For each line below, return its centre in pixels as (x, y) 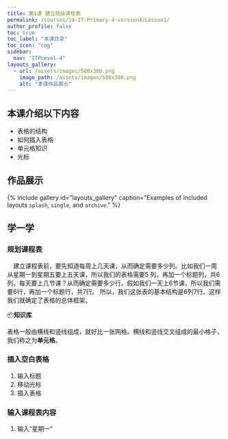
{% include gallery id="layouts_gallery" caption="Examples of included (107, 197)
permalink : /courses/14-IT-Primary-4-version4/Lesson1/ (88, 20)
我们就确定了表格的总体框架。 (49, 300)
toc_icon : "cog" (30, 45)
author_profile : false (39, 26)
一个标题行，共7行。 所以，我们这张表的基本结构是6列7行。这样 (131, 291)
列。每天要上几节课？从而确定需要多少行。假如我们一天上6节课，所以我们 (111, 283)
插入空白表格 (28, 359)
